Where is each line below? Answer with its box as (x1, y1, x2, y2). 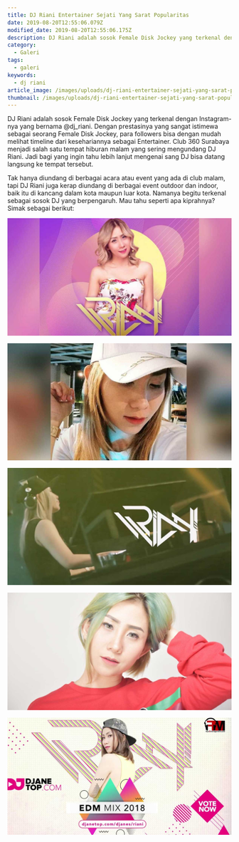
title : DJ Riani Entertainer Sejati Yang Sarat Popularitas (7, 11, 190, 19)
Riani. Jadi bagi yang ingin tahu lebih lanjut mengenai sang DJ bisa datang (7, 152, 225, 161)
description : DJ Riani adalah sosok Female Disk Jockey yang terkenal (7, 34, 221, 41)
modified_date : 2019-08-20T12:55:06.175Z (7, 26, 132, 33)
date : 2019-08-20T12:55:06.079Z (7, 19, 103, 26)
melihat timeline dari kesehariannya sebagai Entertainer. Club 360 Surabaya (7, 137, 230, 146)
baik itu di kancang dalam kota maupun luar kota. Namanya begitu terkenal (7, 189, 226, 197)
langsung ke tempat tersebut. (7, 160, 94, 169)
